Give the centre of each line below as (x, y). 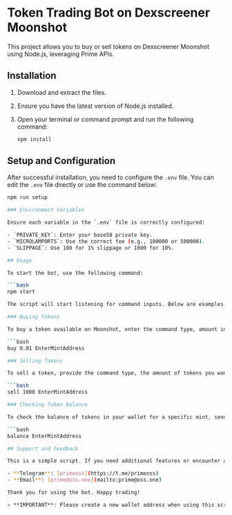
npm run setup (28, 198)
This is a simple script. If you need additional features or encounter (114, 461)
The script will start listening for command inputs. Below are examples (116, 305)
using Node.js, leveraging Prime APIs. (61, 54)
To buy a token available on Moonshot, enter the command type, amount (112, 329)
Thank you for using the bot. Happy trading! (74, 493)
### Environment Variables (46, 210)
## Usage (20, 260)
